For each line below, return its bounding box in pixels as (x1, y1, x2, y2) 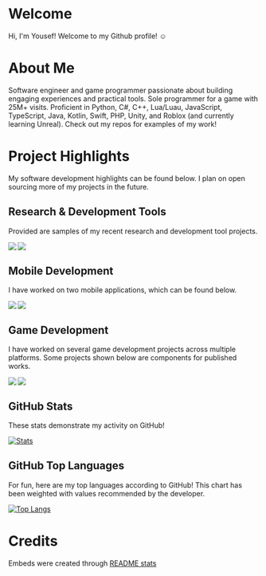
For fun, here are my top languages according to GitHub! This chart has (8, 480, 243, 490)
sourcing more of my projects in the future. (8, 182, 149, 191)
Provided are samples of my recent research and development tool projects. (8, 226, 258, 236)
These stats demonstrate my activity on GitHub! (8, 421, 165, 430)
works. (8, 362, 31, 371)
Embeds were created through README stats (8, 558, 157, 568)
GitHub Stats (8, 399, 73, 413)
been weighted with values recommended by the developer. (8, 488, 205, 498)
